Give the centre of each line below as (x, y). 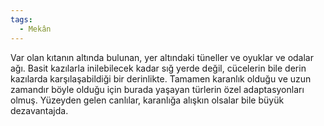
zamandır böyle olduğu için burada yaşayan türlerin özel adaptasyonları (157, 89)
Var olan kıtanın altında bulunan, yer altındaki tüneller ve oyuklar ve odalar (162, 57)
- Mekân (35, 29)
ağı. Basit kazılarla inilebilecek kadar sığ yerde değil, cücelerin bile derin (158, 68)
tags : (21, 19)
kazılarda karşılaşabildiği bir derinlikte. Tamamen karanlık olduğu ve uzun (161, 78)
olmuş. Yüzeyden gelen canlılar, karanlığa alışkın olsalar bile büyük (147, 100)
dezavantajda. (39, 110)
